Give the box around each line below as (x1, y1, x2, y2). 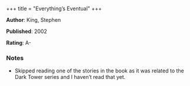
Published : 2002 (6, 28, 47, 35)
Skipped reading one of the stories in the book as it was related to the (14, 67, 185, 74)
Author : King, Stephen (6, 16, 61, 23)
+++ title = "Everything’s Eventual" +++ (6, 5, 102, 12)
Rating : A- (6, 39, 31, 46)
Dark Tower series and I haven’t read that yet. (14, 74, 126, 81)
